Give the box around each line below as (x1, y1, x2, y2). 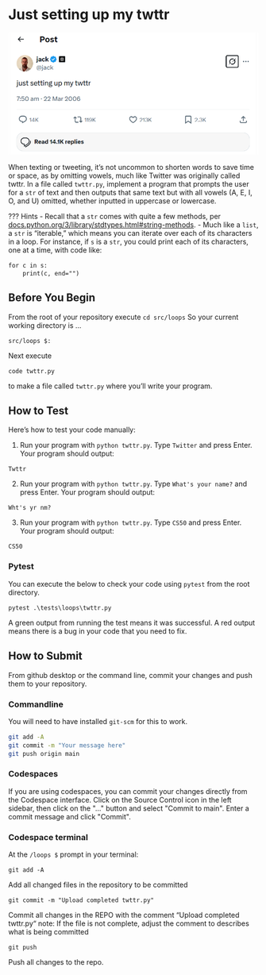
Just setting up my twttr (8, 6, 170, 24)
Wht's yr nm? (8, 504, 52, 512)
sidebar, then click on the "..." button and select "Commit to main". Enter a (8, 804, 250, 813)
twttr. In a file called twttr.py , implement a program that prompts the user (8, 179, 249, 188)
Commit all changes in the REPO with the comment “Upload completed (8, 911, 240, 920)
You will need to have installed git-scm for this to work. (8, 716, 188, 726)
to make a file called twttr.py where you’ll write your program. (8, 381, 213, 391)
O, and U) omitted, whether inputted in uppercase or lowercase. (8, 196, 217, 206)
